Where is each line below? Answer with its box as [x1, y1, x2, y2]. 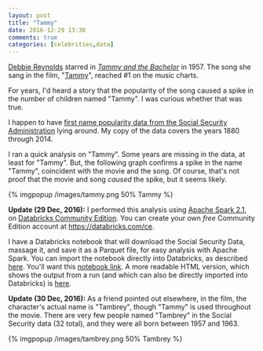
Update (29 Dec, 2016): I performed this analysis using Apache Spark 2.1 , [8, 205, 247, 214]
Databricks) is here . [8, 279, 72, 288]
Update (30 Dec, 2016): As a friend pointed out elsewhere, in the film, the [8, 294, 247, 303]
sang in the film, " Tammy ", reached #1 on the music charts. [8, 71, 199, 80]
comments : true [8, 33, 58, 42]
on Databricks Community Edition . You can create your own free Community [8, 214, 255, 223]
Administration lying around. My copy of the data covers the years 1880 [8, 126, 240, 136]
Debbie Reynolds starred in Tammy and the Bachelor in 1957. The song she [8, 62, 251, 71]
